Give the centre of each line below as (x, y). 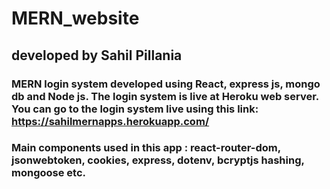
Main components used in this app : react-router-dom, (146, 148)
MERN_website (75, 18)
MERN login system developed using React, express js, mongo (166, 84)
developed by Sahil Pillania (97, 55)
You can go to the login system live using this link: (135, 109)
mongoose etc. (48, 173)
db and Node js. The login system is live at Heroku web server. (165, 96)
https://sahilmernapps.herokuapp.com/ (110, 121)
